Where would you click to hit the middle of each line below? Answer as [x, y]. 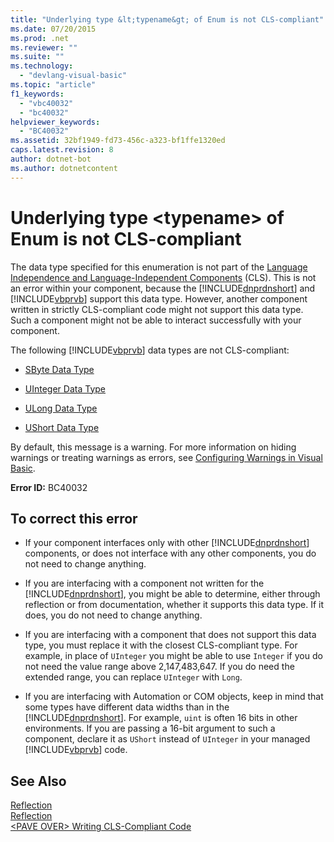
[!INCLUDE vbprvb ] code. [76, 750]
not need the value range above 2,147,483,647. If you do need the [159, 667]
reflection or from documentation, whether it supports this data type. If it [174, 605]
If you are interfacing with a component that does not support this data [170, 635]
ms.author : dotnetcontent [64, 168]
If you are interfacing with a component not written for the [144, 583]
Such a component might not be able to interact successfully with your [156, 320]
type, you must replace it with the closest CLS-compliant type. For [161, 645]
